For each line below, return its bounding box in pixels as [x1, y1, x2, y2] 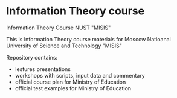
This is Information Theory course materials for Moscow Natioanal [6, 35, 171, 43]
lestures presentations [14, 65, 71, 73]
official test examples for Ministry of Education [14, 84, 132, 91]
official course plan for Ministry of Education [14, 78, 126, 85]
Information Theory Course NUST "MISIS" [6, 24, 111, 31]
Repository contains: [6, 54, 58, 61]
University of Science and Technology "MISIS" [6, 42, 123, 49]
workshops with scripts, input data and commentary [14, 72, 145, 79]
